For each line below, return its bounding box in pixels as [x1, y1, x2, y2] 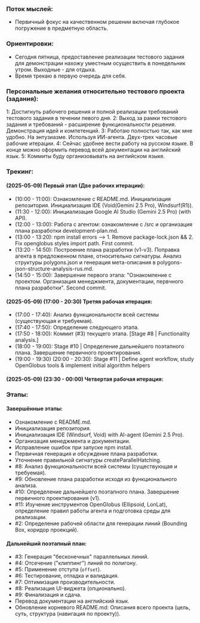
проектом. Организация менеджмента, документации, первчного [14, 278, 184, 285]
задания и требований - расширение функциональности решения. [6, 121, 176, 128]
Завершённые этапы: [6, 405, 63, 412]
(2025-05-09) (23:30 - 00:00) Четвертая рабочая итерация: [6, 375, 164, 383]
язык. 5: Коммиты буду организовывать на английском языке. [6, 152, 165, 159]
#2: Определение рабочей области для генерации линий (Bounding [14, 520, 187, 527]
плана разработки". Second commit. [14, 284, 106, 291]
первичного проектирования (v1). [14, 494, 101, 501]
